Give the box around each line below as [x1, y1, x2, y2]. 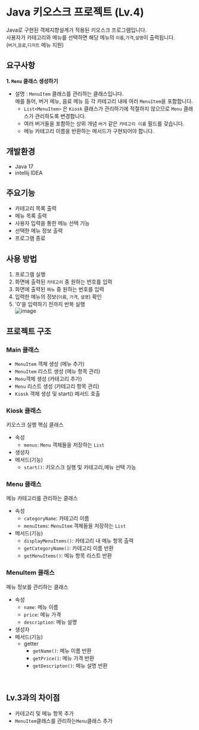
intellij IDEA [14, 169, 43, 176]
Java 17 [14, 162, 34, 170]
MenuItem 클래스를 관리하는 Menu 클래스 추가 [14, 717, 113, 724]
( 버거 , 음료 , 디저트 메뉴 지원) [6, 41, 64, 48]
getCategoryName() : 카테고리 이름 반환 [23, 544, 114, 552]
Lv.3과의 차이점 [6, 693, 60, 703]
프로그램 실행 [14, 271, 46, 278]
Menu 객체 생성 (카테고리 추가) [14, 375, 82, 382]
